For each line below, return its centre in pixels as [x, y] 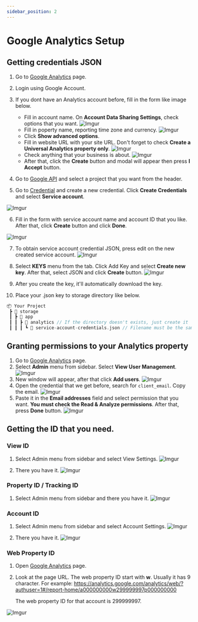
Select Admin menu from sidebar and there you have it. [82, 498]
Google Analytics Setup [66, 40]
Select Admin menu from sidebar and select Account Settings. [90, 526]
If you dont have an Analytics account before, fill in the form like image [101, 99]
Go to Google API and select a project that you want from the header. [99, 179]
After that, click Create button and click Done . [71, 225]
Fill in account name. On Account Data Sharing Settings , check [101, 117]
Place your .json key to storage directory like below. [78, 295]
